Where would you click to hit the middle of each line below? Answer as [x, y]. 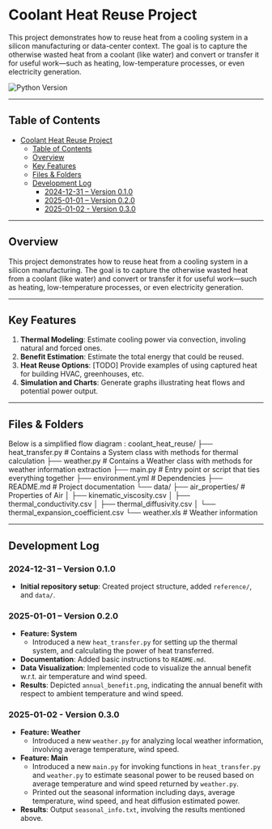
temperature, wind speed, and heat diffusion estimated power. [136, 801]
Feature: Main [44, 758]
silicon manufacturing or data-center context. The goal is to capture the [128, 45]
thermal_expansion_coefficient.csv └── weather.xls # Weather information [133, 512]
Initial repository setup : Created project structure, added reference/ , [136, 586]
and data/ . [38, 595]
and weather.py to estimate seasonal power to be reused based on [143, 776]
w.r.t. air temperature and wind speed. [83, 677]
